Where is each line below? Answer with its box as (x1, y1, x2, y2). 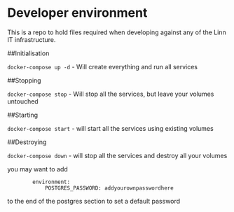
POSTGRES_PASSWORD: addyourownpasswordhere (44, 184, 174, 192)
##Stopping (7, 76, 41, 85)
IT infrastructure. (7, 35, 56, 43)
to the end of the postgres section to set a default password (7, 197, 181, 205)
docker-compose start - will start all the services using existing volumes (7, 124, 214, 132)
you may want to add (7, 164, 68, 173)
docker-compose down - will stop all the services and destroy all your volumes (7, 151, 228, 160)
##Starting (7, 111, 39, 119)
